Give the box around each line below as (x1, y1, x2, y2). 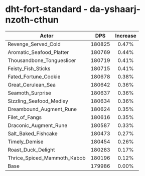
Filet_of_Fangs (8, 113, 42, 120)
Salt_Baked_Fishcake (8, 130, 58, 137)
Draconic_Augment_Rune (8, 121, 68, 128)
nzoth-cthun (5, 14, 59, 25)
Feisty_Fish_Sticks (8, 65, 51, 72)
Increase (115, 32, 136, 39)
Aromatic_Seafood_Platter (8, 48, 69, 55)
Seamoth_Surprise (8, 89, 51, 96)
